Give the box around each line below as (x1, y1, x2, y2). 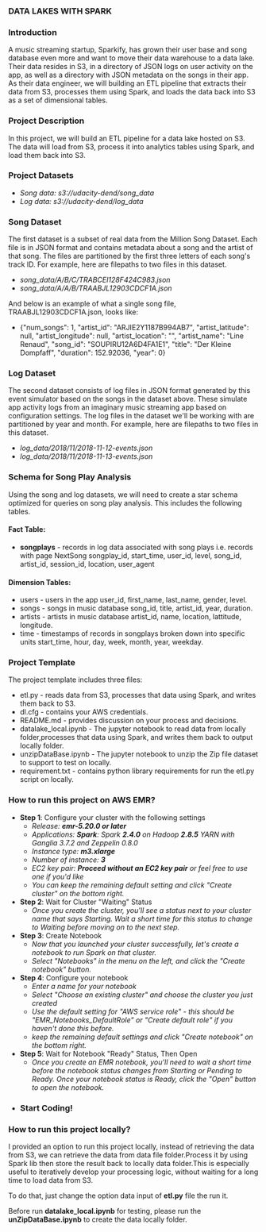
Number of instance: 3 (31, 855, 106, 864)
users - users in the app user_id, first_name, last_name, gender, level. (19, 595, 248, 605)
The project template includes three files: (8, 675, 143, 684)
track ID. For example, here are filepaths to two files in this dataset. (8, 260, 227, 269)
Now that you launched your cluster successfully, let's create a (31, 939, 239, 949)
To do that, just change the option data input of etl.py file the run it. (8, 1191, 229, 1200)
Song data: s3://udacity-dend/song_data (19, 188, 155, 198)
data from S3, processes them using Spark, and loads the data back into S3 (8, 87, 256, 97)
